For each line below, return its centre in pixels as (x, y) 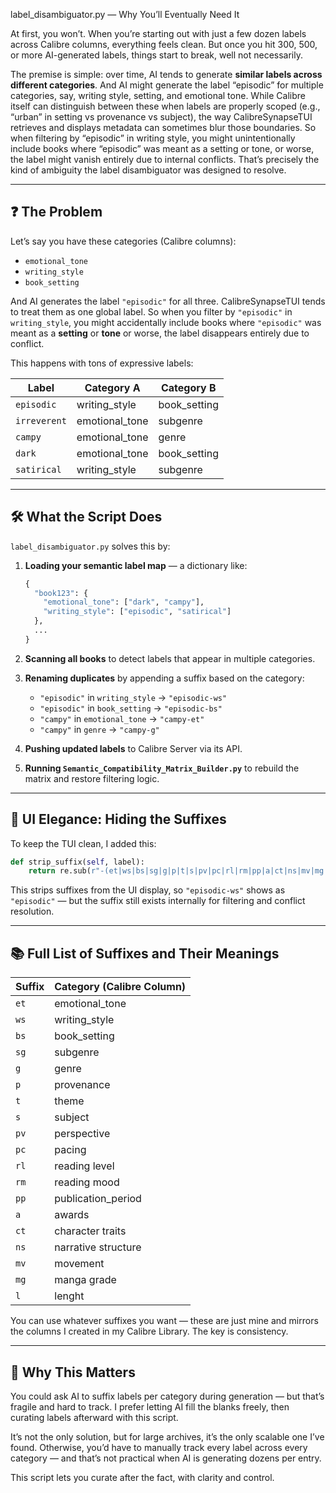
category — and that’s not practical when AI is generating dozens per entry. (166, 1458)
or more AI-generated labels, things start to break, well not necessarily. (157, 55)
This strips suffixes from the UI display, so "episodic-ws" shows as (148, 890)
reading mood (87, 1182)
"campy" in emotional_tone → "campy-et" (122, 718)
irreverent (41, 420)
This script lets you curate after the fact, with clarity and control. (142, 1477)
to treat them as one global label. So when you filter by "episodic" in (151, 311)
